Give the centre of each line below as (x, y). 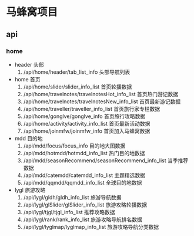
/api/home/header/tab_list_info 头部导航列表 (77, 72)
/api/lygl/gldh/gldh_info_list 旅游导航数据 (72, 197)
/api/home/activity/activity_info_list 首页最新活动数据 (87, 123)
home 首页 (27, 79)
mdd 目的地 (29, 138)
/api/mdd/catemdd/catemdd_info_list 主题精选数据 (84, 175)
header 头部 (29, 64)
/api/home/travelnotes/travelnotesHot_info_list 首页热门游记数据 (101, 94)
